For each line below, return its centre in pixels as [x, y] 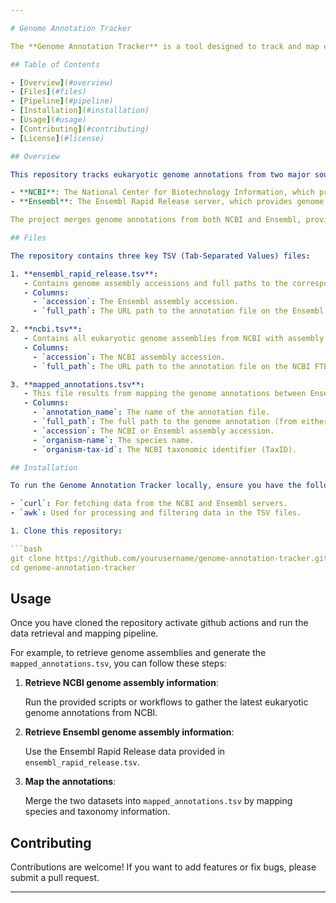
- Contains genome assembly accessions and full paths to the [155, 283]
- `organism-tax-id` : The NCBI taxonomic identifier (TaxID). [165, 449]
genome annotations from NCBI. [91, 713]
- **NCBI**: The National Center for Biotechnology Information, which [162, 192]
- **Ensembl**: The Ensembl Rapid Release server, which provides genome [167, 202]
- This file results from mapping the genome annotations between [165, 394]
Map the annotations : [70, 782]
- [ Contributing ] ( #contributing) [80, 129]
